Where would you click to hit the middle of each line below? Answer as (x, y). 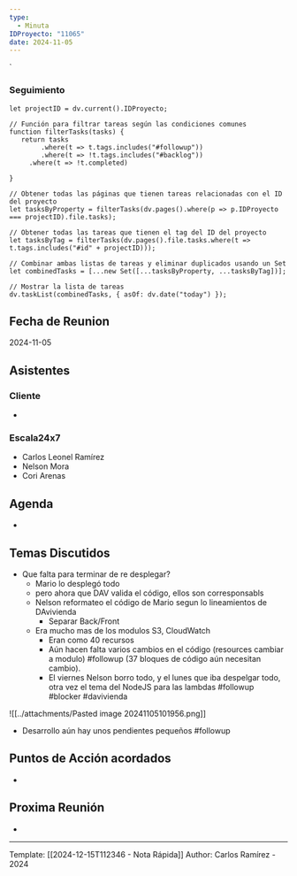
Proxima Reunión (57, 807)
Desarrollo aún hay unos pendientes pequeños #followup (126, 730)
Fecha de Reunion (60, 321)
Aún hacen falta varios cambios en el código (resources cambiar (166, 649)
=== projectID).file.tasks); (63, 217)
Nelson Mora (46, 466)
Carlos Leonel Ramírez (63, 457)
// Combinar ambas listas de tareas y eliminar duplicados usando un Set (148, 263)
